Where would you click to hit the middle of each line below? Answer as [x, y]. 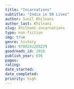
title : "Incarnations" [28, 10]
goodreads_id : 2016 [25, 51]
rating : [13, 65]
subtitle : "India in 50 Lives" [37, 14]
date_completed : [22, 74]
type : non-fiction [24, 33]
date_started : [20, 70]
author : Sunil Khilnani [30, 19]
